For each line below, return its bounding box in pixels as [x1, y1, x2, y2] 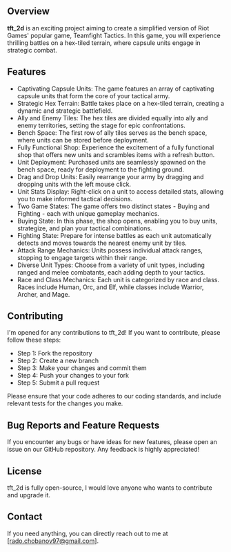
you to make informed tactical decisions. [17, 194, 133, 203]
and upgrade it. [7, 491, 50, 499]
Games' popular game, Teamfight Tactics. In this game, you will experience [7, 31, 221, 39]
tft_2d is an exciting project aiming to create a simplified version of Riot [7, 24, 210, 32]
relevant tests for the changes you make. [7, 399, 123, 407]
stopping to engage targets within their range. [17, 253, 148, 261]
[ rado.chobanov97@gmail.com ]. [7, 536, 99, 545]
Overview [7, 6, 50, 17]
